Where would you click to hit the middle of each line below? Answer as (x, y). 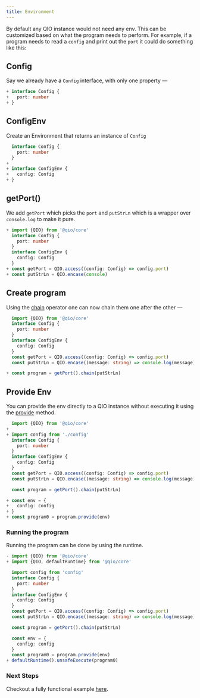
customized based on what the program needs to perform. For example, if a (99, 35)
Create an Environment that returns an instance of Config (76, 135)
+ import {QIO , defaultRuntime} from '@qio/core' (69, 562)
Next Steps (23, 676)
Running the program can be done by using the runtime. (75, 545)
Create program (36, 293)
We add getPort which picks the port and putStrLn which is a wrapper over (99, 213)
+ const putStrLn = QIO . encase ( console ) (57, 274)
